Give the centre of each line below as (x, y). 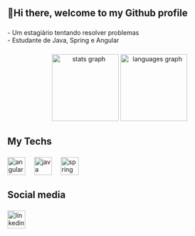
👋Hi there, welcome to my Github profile (97, 13)
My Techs (30, 141)
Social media (37, 194)
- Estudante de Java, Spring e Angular (63, 41)
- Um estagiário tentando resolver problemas (73, 33)
